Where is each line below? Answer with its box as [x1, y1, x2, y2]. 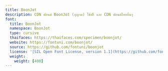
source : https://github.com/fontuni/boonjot [9, 44, 104, 49]
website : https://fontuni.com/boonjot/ [9, 40, 93, 45]
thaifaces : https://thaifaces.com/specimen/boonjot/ [9, 35, 122, 40]
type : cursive [9, 30, 39, 35]
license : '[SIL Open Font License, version [9, 49, 101, 54]
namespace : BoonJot [9, 26, 50, 31]
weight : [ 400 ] [14, 58, 43, 63]
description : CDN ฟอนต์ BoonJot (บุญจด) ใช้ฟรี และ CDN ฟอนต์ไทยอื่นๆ [5, 12, 133, 17]
